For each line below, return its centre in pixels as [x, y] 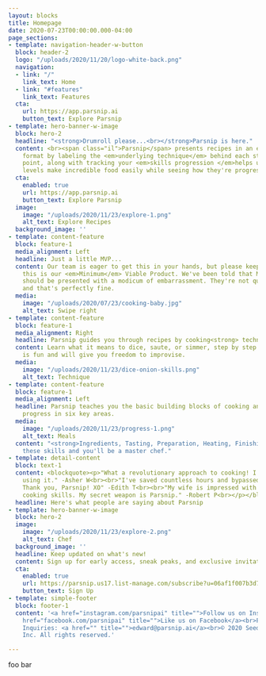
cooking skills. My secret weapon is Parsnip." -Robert [117, 495]
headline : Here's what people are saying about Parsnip [109, 502]
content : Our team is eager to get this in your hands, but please [129, 267]
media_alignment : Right [54, 333]
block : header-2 [42, 52]
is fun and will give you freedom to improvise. [104, 355]
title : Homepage [35, 23]
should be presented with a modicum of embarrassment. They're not [136, 281]
